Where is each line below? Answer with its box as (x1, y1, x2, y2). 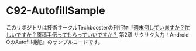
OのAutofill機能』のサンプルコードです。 (6, 38, 104, 45)
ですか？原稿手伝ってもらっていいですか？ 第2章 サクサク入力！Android (16, 31, 189, 38)
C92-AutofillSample (6, 4, 105, 17)
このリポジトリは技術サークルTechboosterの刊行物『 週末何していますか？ (6, 24, 185, 31)
